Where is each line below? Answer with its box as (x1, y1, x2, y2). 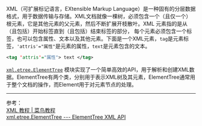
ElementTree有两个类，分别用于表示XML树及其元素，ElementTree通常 (16, 73, 191, 81)
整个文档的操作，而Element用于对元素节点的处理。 (11, 81, 137, 88)
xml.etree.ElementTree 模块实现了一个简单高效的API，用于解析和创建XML (6, 66, 189, 73)
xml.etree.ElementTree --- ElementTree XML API (6, 113, 126, 121)
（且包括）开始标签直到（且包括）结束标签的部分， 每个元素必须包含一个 (6, 27, 187, 35)
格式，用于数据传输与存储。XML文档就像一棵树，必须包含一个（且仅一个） (6, 13, 192, 20)
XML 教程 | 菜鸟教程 (6, 106, 56, 113)
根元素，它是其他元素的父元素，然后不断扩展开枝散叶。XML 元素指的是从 (6, 20, 188, 27)
